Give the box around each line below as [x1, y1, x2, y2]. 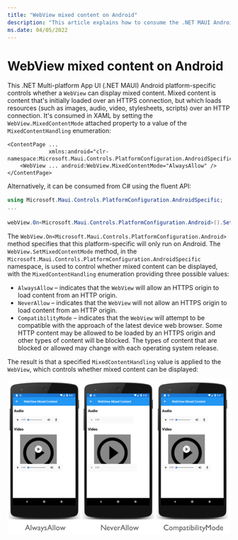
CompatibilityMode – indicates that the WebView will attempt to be [17, 313, 205, 322]
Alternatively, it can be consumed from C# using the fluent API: [7, 182, 191, 191]
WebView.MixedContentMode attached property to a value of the [7, 119, 188, 128]
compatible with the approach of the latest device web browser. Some [17, 321, 223, 329]
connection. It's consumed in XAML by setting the [7, 111, 154, 120]
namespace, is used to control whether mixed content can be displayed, [7, 262, 218, 270]
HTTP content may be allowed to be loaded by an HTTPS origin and [17, 329, 216, 337]
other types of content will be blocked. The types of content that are [17, 336, 217, 344]
